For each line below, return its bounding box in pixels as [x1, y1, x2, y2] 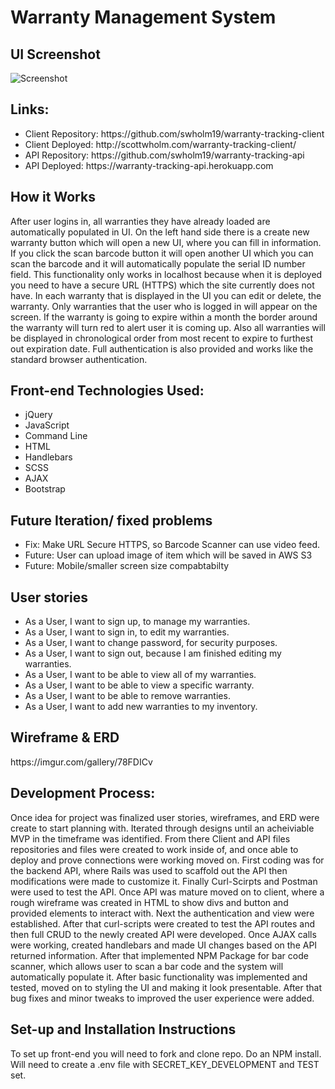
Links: [10, 101, 50, 118]
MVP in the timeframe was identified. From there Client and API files [10, 832, 291, 845]
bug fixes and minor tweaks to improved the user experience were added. [10, 992, 315, 1004]
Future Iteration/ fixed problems [10, 512, 213, 529]
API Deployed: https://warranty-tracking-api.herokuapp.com [24, 159, 274, 171]
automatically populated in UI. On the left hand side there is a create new [10, 226, 310, 238]
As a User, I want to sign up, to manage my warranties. [24, 616, 251, 628]
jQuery [24, 409, 53, 421]
